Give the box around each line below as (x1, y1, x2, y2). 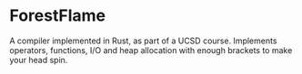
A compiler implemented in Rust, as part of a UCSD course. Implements (9, 35, 277, 46)
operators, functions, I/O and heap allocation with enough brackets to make (9, 44, 293, 55)
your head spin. (9, 54, 68, 65)
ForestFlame (9, 5, 106, 26)
